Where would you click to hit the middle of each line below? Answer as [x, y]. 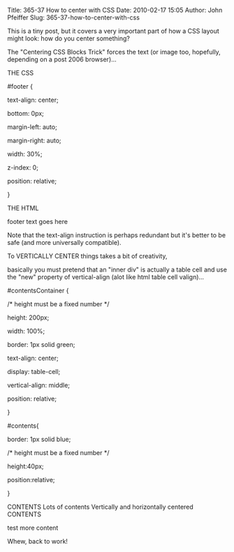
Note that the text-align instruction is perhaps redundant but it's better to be [116, 235]
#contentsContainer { [38, 290]
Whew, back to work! [38, 541]
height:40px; [25, 466]
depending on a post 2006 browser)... [62, 59]
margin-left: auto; [32, 127]
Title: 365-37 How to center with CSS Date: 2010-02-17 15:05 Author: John [115, 10]
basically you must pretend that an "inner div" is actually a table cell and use [117, 269]
